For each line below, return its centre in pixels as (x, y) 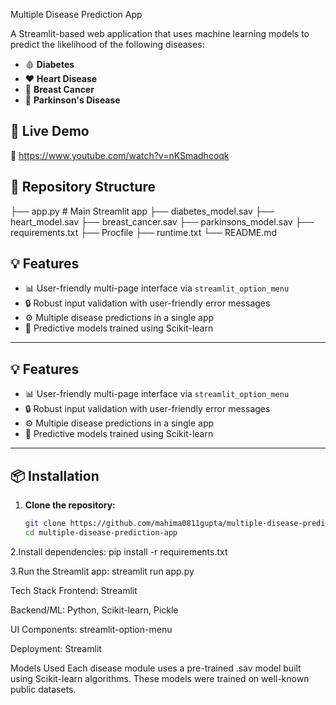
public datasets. (43, 689)
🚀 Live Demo (50, 131)
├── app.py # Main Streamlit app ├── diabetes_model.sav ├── (142, 211)
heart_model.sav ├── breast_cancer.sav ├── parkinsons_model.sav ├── (162, 221)
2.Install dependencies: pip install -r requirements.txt (119, 551)
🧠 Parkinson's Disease (72, 100)
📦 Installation (55, 475)
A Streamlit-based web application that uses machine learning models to (160, 33)
